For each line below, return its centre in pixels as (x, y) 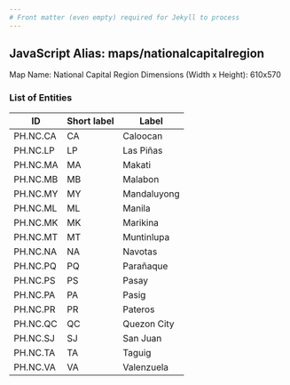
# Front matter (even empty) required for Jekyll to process (125, 17)
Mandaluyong (151, 194)
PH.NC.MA (36, 164)
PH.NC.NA (35, 252)
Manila (137, 208)
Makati (137, 164)
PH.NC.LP (34, 150)
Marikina (141, 222)
